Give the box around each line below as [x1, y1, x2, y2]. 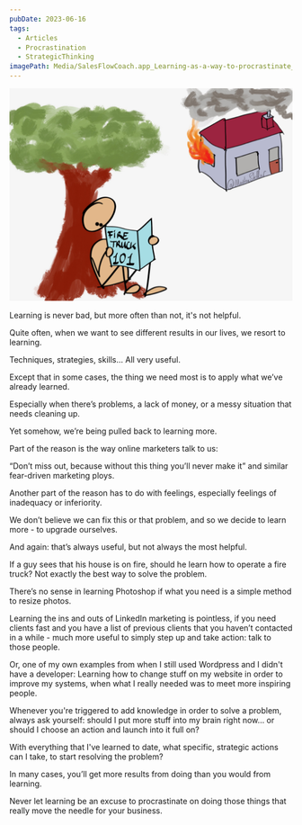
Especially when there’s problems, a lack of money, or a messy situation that [9, 399, 292, 409]
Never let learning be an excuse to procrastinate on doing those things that [9, 796, 287, 806]
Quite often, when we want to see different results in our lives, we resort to [9, 327, 286, 337]
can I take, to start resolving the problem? [9, 751, 164, 762]
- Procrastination [17, 43, 87, 52]
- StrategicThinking [17, 52, 94, 62]
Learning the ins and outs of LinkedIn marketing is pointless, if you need [9, 613, 277, 623]
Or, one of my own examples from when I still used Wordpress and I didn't [9, 659, 283, 669]
